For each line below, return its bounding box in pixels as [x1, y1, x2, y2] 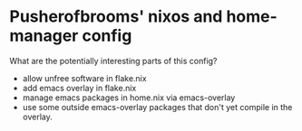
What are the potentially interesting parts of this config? [9, 55, 218, 66]
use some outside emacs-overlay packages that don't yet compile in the [22, 101, 293, 112]
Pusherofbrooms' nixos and [9, 6, 223, 27]
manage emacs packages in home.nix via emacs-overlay [22, 92, 236, 103]
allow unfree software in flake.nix [22, 72, 147, 83]
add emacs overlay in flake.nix [22, 82, 137, 93]
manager [9, 25, 79, 46]
